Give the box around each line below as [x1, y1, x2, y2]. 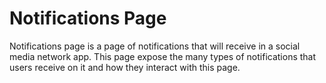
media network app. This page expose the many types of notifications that [9, 50, 317, 62]
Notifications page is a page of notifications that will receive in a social [9, 40, 301, 52]
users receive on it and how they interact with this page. [9, 61, 241, 73]
